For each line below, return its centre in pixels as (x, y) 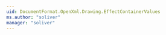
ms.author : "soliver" (34, 17)
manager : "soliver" (31, 23)
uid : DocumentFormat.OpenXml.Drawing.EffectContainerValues (84, 12)
